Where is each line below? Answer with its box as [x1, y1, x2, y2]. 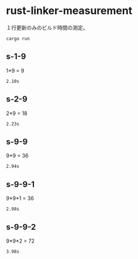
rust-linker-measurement [6, 4, 133, 17]
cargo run [6, 36, 30, 41]
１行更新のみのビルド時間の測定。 [6, 24, 88, 31]
